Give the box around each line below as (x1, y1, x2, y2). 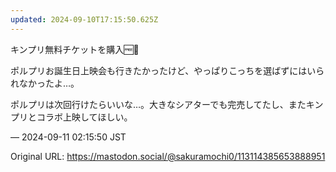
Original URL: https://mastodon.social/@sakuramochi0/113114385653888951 (10, 150, 326, 162)
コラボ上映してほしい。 (36, 111, 133, 123)
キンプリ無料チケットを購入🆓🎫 (10, 43, 140, 55)
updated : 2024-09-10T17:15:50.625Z (10, 14, 159, 25)
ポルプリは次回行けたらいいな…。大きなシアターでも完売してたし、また (10, 98, 307, 110)
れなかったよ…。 (10, 77, 80, 89)
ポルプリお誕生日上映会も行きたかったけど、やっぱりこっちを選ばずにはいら (10, 64, 325, 76)
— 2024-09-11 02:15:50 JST (10, 131, 127, 143)
